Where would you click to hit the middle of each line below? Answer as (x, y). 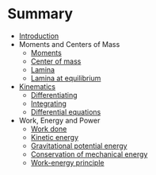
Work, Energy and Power (59, 120)
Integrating (48, 103)
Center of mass (56, 61)
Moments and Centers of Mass (69, 44)
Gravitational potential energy (79, 146)
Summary (40, 14)
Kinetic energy (55, 137)
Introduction (39, 36)
